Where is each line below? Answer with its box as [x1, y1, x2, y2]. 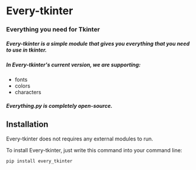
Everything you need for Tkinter [6, 25, 100, 34]
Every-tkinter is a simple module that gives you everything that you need [6, 40, 190, 47]
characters [14, 89, 41, 96]
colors [14, 82, 31, 89]
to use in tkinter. [6, 46, 47, 53]
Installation [6, 120, 49, 130]
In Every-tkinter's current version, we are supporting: [6, 61, 141, 69]
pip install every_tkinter [6, 158, 73, 164]
